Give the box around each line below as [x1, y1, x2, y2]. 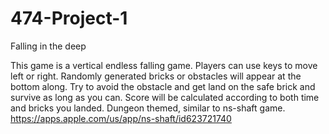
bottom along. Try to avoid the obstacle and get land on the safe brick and [10, 80, 316, 92]
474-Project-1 [10, 7, 128, 30]
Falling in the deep [10, 40, 87, 52]
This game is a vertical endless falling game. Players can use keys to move [10, 59, 318, 71]
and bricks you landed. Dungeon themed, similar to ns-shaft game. [10, 102, 286, 114]
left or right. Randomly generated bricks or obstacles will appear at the [10, 70, 302, 82]
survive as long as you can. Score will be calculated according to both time [10, 91, 320, 103]
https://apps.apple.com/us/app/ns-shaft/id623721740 [10, 112, 232, 124]
